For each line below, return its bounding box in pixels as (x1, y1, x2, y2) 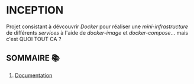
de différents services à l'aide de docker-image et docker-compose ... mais (6, 29, 188, 36)
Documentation (14, 72, 53, 79)
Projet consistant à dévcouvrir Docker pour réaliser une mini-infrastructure (6, 23, 188, 30)
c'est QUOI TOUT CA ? (6, 35, 62, 42)
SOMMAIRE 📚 (6, 53, 60, 63)
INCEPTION (6, 4, 64, 17)
